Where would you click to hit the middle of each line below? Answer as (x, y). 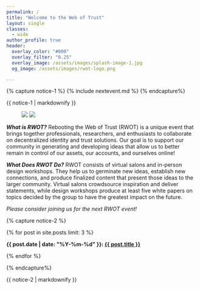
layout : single (26, 23)
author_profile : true (34, 40)
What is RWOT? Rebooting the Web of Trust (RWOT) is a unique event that (100, 127)
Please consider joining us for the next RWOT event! (72, 209)
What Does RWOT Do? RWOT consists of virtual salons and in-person (94, 165)
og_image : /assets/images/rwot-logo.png (64, 68)
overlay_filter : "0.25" (42, 57)
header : (16, 46)
